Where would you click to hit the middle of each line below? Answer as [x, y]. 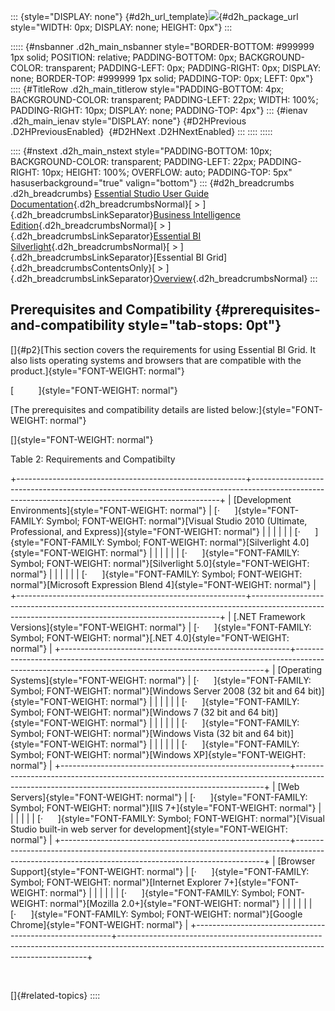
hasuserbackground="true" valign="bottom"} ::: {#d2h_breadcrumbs [152, 183]
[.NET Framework [269, 616]
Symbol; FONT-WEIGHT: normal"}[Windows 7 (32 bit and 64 [135, 712]
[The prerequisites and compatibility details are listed [120, 409]
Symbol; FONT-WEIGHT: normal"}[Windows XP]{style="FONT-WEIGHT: [158, 754]
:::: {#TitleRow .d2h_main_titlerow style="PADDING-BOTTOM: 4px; [147, 89]
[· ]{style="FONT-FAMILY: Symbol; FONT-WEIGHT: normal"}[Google [156, 914]
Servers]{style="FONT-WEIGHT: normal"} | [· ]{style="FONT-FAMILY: [159, 797]
